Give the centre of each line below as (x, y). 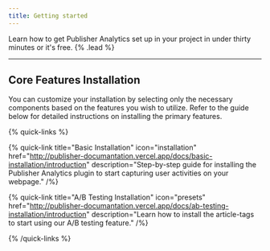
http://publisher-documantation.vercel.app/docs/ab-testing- (129, 206)
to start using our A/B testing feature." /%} (78, 223)
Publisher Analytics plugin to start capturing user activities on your (119, 173)
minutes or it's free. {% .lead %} (61, 47)
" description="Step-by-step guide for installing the (172, 165)
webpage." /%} (33, 182)
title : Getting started (48, 16)
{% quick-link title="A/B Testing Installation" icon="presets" (107, 197)
